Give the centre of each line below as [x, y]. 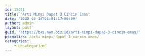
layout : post [18, 28]
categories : [17, 41]
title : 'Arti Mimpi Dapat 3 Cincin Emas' [48, 14]
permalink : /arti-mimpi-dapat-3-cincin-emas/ [52, 37]
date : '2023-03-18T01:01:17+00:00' [41, 19]
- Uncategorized [31, 46]
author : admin [20, 23]
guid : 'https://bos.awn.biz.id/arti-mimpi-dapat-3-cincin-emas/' [73, 32]
